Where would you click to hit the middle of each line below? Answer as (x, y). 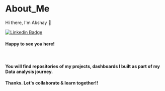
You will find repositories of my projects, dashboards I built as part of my (82, 66)
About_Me (27, 9)
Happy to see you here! (30, 43)
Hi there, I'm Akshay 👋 (28, 22)
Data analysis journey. (29, 71)
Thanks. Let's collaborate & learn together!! (52, 83)
